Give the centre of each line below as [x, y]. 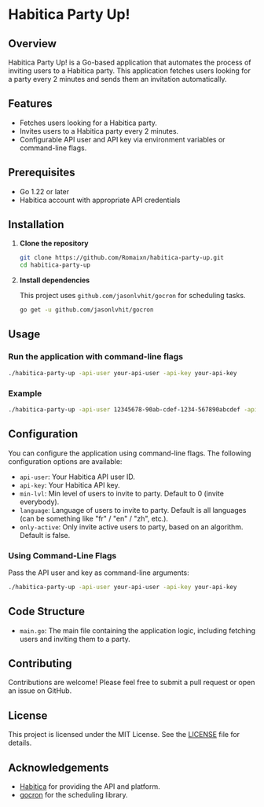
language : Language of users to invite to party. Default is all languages [133, 510]
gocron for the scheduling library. [73, 795]
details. [20, 743]
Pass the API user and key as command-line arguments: [99, 573]
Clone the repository [54, 243]
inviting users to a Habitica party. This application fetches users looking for [130, 71]
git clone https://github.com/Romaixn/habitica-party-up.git [122, 258]
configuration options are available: [65, 461]
